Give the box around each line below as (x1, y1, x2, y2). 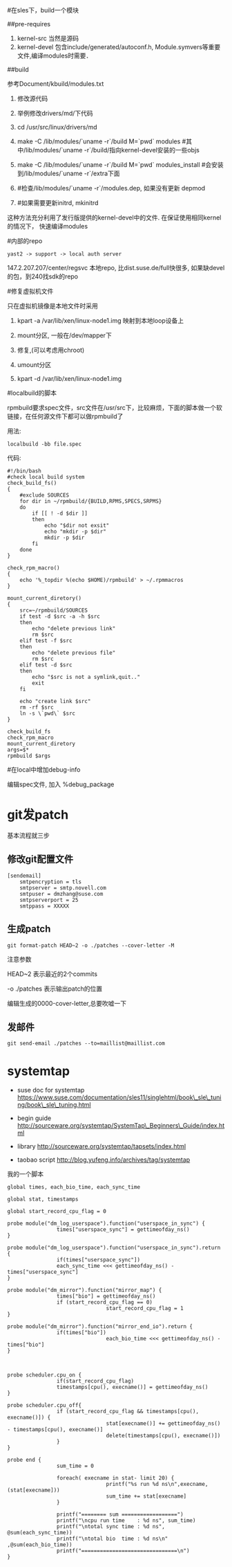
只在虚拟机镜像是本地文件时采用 (7, 302, 98, 310)
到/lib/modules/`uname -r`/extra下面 (17, 169, 120, 177)
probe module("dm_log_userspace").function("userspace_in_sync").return (7, 1244, 221, 1252)
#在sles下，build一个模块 (7, 6, 79, 14)
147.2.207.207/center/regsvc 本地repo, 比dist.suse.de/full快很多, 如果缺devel (7, 264, 225, 272)
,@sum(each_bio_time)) (7, 1541, 72, 1548)
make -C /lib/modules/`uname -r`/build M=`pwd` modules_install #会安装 (17, 161, 224, 168)
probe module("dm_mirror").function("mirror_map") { (7, 1287, 162, 1294)
